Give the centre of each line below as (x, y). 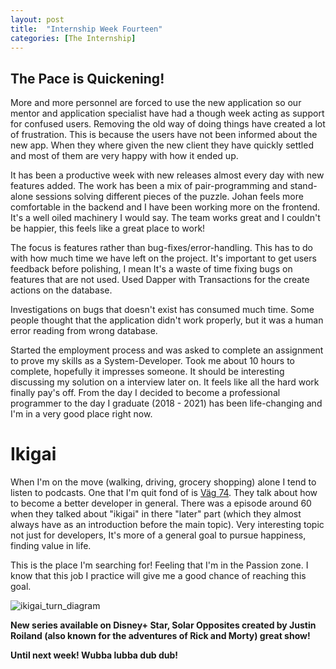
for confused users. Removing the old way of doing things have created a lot (168, 124)
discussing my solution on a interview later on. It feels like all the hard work (165, 382)
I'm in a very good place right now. (81, 414)
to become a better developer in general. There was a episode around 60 (161, 503)
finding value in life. (51, 546)
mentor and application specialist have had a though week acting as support (167, 113)
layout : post (37, 19)
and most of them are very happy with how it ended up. (124, 156)
